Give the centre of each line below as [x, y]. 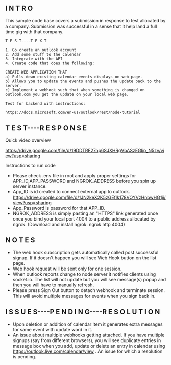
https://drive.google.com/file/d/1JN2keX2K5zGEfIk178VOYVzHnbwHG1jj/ [89, 197]
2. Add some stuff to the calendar [43, 54]
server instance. [30, 186]
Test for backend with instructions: [45, 103]
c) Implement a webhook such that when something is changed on [75, 90]
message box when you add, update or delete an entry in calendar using [89, 346]
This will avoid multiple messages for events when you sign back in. [84, 296]
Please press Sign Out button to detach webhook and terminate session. [89, 290]
